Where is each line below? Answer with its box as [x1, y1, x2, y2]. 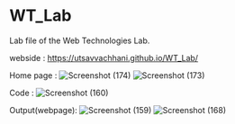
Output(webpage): [9, 104, 78, 115]
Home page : [9, 69, 58, 81]
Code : [9, 87, 34, 98]
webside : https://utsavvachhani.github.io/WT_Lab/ [9, 52, 199, 63]
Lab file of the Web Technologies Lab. [9, 35, 150, 46]
